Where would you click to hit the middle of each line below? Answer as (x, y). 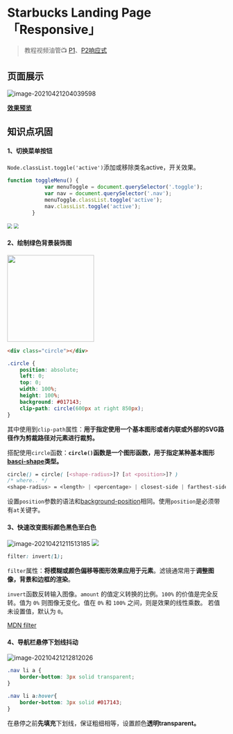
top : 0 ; (31, 383)
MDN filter (22, 625)
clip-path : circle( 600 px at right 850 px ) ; (82, 408)
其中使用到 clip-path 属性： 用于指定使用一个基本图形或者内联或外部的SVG (113, 429)
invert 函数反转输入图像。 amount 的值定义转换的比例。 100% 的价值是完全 (110, 594)
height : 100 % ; (40, 396)
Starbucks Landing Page (79, 13)
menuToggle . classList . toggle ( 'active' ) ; (103, 200)
